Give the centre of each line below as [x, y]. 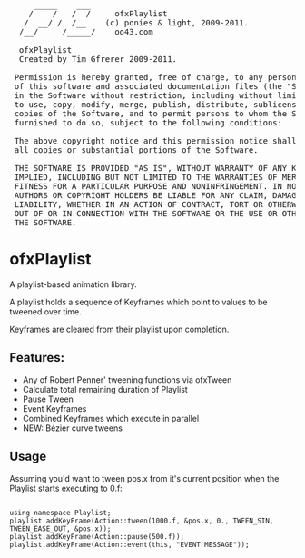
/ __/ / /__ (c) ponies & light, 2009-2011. [137, 23]
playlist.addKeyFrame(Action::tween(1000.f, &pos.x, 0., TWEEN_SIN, [142, 521]
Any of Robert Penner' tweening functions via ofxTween [127, 379]
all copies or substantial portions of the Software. [136, 150]
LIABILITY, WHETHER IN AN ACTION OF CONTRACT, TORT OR [138, 204]
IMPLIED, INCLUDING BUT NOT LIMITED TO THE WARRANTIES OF [146, 177]
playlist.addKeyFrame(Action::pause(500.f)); [97, 536]
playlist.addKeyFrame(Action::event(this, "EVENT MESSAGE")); [129, 544]
